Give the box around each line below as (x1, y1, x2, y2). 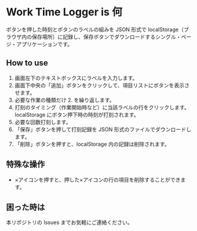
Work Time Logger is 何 (6, 5, 122, 19)
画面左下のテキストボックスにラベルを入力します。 (14, 74, 138, 81)
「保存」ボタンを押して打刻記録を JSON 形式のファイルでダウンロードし (14, 126, 192, 133)
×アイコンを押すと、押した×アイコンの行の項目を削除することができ (14, 176, 181, 183)
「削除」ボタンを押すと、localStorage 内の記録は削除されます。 (14, 140, 170, 148)
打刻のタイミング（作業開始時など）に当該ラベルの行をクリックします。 (14, 103, 190, 111)
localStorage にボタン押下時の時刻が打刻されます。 (14, 111, 139, 118)
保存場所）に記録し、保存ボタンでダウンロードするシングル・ (31, 33, 181, 40)
